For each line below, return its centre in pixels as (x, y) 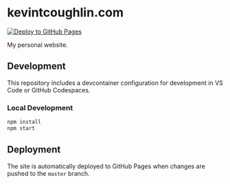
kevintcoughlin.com (65, 13)
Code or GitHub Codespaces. (49, 90)
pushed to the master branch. (49, 173)
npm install (24, 122)
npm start (21, 128)
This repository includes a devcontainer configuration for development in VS (115, 83)
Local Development (40, 107)
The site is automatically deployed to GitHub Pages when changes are (106, 166)
